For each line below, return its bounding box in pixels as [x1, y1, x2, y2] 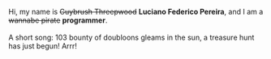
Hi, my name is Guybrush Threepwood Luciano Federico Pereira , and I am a [8, 7, 264, 16]
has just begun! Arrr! [8, 41, 77, 51]
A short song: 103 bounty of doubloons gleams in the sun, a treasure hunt [8, 32, 255, 42]
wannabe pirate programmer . [8, 15, 108, 25]
